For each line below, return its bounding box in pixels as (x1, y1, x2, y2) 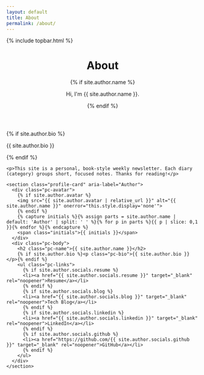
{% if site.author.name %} (70, 79, 136, 86)
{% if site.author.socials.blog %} (22, 288, 114, 295)
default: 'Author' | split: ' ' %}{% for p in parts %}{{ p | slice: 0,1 (6, 219, 199, 225)
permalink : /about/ (6, 20, 56, 26)
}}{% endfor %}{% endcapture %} (6, 224, 89, 231)
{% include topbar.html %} (6, 37, 73, 45)
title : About (6, 15, 40, 21)
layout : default (6, 9, 48, 15)
